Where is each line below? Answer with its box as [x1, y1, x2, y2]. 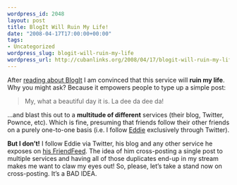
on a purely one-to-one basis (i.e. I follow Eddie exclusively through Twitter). [7, 125, 230, 134]
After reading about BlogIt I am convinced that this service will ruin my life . [7, 76, 225, 84]
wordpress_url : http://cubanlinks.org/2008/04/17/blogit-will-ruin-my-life [7, 56, 235, 64]
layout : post [7, 17, 46, 24]
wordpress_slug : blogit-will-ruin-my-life [7, 50, 134, 57]
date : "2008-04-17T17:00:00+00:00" [7, 30, 112, 37]
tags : [7, 37, 23, 44]
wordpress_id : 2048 [7, 10, 65, 18]
